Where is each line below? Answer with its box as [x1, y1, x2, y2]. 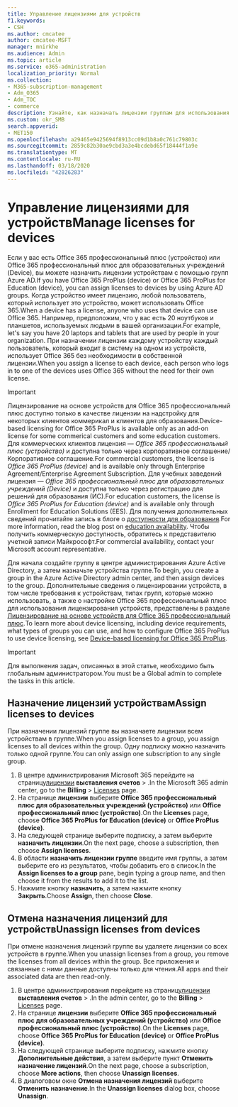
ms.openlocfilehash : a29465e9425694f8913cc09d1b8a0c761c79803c [7, 136, 198, 143]
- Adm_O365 [7, 89, 40, 97]
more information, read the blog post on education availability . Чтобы [7, 522, 210, 530]
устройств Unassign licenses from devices [7, 923, 200, 935]
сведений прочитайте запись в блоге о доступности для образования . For [7, 514, 231, 523]
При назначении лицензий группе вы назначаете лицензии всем [7, 727, 203, 736]
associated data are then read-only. [7, 972, 112, 981]
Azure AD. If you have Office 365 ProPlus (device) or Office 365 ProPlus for [7, 276, 226, 284]
